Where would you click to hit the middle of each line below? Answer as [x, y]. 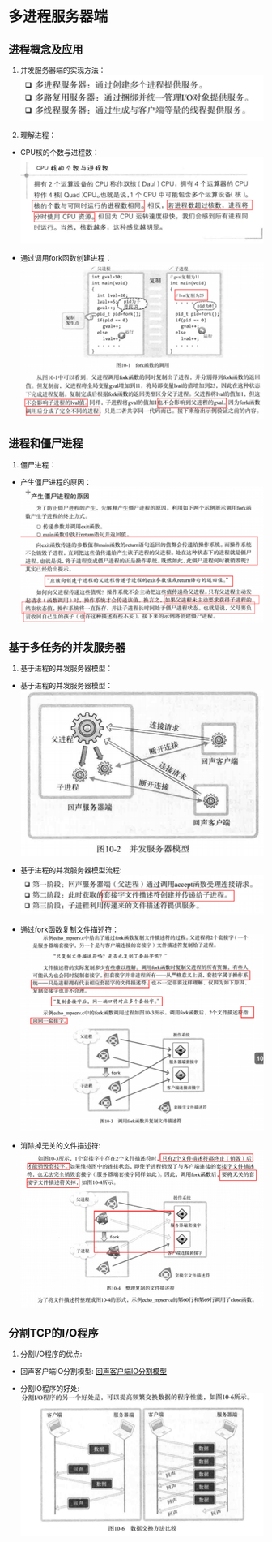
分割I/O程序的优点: [51, 1354]
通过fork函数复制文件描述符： [70, 929]
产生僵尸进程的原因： [55, 482]
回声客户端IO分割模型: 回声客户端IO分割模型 [93, 1371]
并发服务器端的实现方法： [63, 70]
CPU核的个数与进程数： [59, 153]
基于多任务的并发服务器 [67, 647]
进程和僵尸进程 [46, 444]
